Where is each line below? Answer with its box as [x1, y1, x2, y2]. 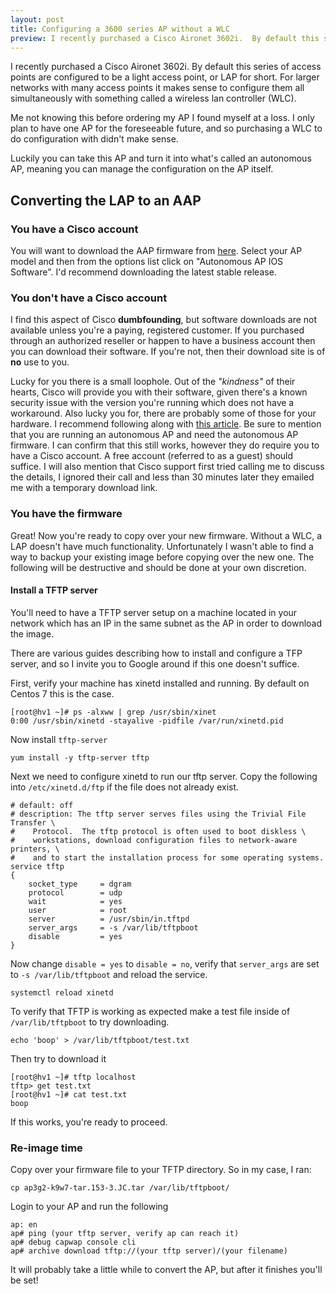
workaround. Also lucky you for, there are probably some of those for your [10, 407, 317, 420]
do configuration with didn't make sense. [10, 133, 179, 145]
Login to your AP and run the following [10, 1201, 169, 1213]
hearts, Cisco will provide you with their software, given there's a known [10, 386, 308, 398]
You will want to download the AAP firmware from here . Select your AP [10, 245, 303, 257]
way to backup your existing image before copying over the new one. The [10, 551, 315, 563]
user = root [28, 905, 128, 915]
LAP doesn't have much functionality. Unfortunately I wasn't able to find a [10, 540, 314, 552]
